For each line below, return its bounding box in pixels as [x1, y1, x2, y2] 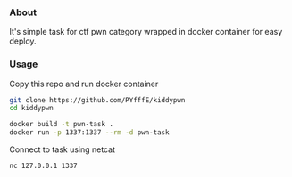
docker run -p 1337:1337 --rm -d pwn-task [9, 128, 170, 137]
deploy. [9, 36, 38, 46]
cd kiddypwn [9, 104, 54, 113]
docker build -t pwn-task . [9, 120, 114, 129]
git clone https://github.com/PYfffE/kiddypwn [9, 95, 186, 104]
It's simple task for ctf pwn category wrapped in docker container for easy [9, 27, 283, 37]
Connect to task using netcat [9, 144, 116, 155]
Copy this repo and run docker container [9, 78, 159, 89]
